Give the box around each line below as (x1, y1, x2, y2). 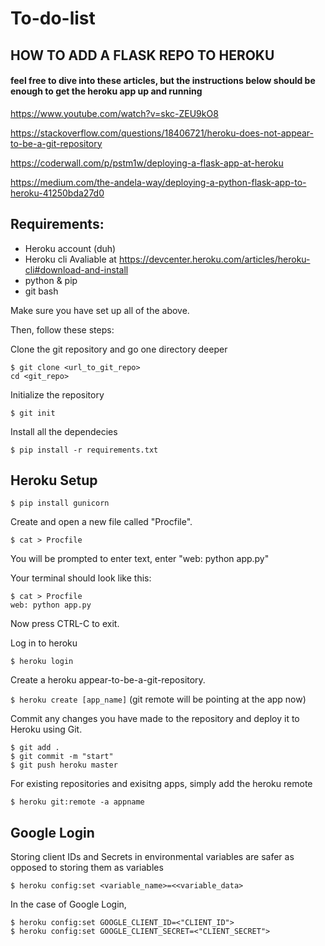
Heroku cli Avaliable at (24, 253, 117, 265)
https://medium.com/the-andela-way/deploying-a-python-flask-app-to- (10, 176, 307, 188)
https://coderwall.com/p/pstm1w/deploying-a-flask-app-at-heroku (10, 157, 284, 169)
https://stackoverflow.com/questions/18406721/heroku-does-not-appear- (10, 127, 315, 139)
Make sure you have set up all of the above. (10, 304, 190, 316)
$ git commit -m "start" (10, 752, 114, 762)
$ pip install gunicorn (10, 498, 110, 509)
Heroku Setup (10, 472, 98, 489)
